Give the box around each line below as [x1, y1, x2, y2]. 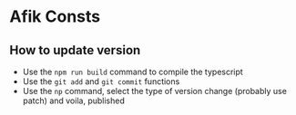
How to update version [9, 43, 141, 58]
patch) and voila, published [22, 95, 125, 106]
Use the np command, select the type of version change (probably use [22, 86, 287, 96]
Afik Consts [9, 6, 101, 27]
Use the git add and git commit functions [22, 76, 180, 87]
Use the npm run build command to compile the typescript [22, 66, 243, 77]
